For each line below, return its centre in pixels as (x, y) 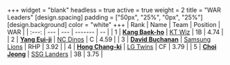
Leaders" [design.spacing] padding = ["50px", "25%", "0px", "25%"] (105, 17)
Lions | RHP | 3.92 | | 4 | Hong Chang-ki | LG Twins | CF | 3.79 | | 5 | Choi (112, 47)
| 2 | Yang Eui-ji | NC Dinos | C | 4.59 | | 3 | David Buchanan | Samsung (109, 39)
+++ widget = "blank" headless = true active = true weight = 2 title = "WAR (114, 10)
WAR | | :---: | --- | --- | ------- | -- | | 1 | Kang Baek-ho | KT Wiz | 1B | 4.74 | (115, 32)
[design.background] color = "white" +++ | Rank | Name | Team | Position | (114, 25)
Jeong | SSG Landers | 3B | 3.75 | (55, 54)
